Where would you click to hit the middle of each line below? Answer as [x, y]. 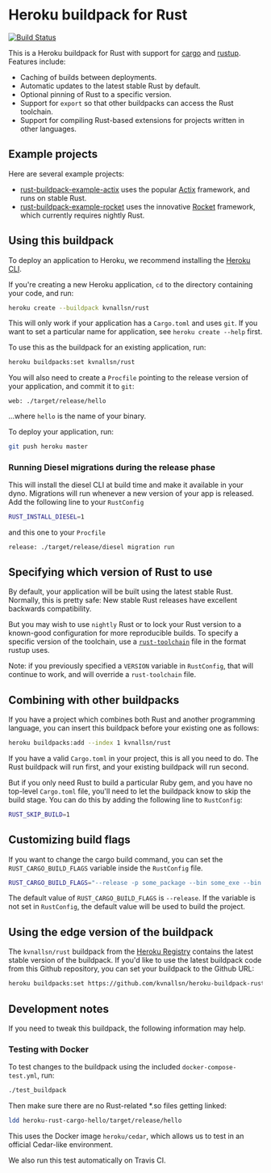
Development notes [58, 1009]
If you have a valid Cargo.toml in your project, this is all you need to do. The [133, 758]
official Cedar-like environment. [60, 1144]
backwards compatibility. [50, 609]
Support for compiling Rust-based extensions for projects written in [132, 120]
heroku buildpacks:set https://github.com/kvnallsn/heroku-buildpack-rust [137, 984]
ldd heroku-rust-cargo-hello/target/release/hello [95, 1121]
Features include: [37, 61]
